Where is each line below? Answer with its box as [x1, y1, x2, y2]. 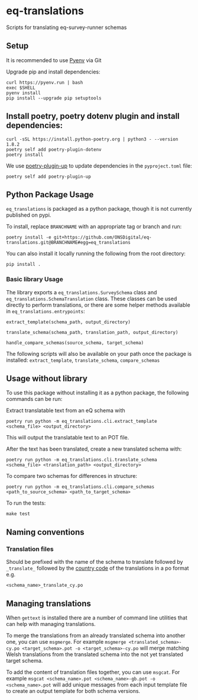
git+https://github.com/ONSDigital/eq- [53, 235, 152, 240]
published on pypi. [6, 211, 51, 219]
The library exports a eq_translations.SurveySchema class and [6, 288, 157, 296]
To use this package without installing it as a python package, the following [6, 389, 189, 396]
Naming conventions [6, 527, 85, 537]
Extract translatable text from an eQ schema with [6, 407, 125, 414]
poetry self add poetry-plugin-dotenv [6, 146, 102, 152]
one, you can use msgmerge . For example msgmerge [6, 638, 126, 645]
